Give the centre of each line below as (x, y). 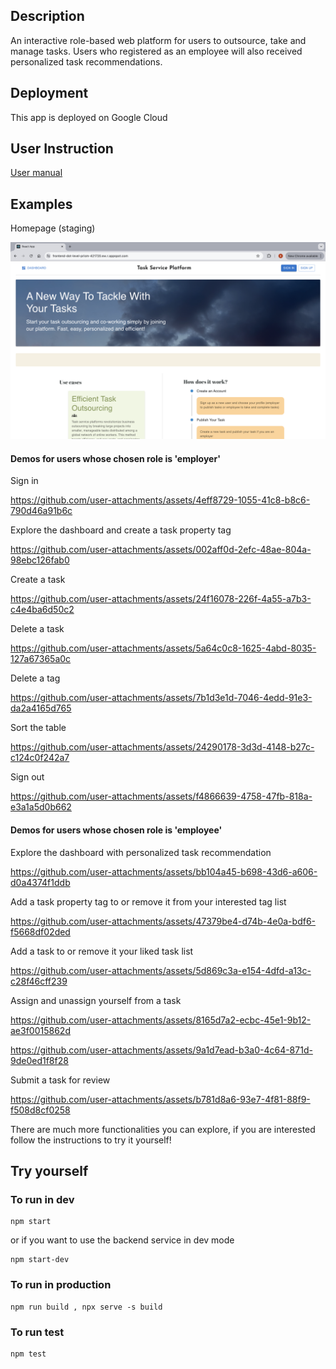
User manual (36, 173)
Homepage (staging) (53, 228)
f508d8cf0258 (40, 1110)
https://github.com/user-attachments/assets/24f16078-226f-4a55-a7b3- (161, 599)
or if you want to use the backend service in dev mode (122, 1240)
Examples (41, 204)
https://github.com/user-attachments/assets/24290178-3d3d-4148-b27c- (162, 747)
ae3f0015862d (40, 1030)
